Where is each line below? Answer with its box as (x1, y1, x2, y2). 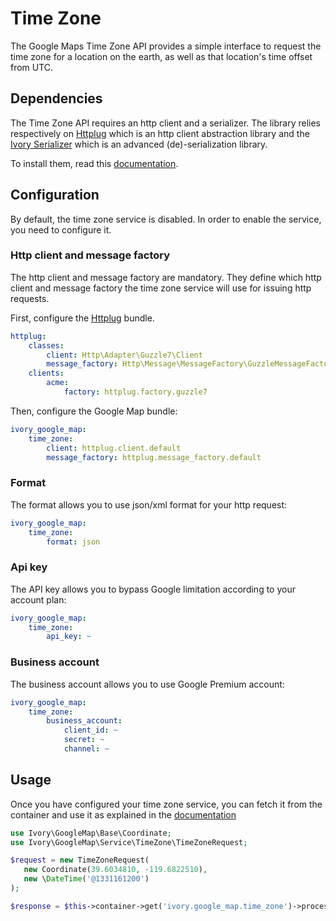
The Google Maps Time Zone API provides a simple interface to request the (10, 40, 322, 52)
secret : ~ (63, 735, 105, 745)
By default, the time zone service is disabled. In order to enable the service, (10, 213, 322, 225)
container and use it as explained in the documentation (10, 808, 237, 821)
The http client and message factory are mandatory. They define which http (10, 271, 322, 283)
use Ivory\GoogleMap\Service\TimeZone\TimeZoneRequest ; (10, 837, 248, 847)
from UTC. (10, 61, 54, 73)
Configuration (10, 187, 100, 204)
